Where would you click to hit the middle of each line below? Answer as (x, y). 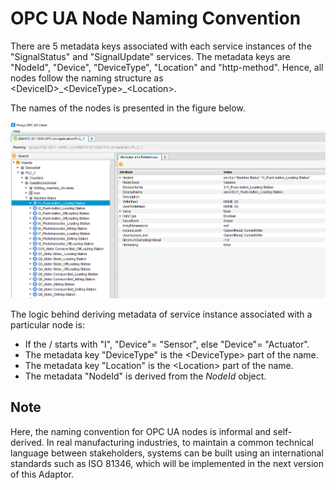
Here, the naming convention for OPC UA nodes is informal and (141, 431)
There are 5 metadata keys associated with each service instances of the (161, 46)
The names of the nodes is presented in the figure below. (128, 108)
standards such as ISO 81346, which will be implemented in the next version (167, 463)
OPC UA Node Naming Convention (156, 18)
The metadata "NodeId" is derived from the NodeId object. (145, 376)
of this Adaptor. (42, 474)
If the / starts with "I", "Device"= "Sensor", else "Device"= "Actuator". (167, 344)
